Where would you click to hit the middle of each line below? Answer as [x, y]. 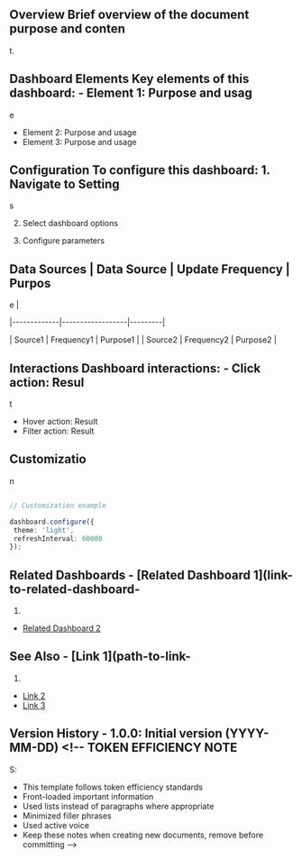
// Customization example [58, 505]
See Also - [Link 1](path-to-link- [100, 657]
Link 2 [34, 695]
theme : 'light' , [44, 530]
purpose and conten [68, 29]
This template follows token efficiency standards [112, 787]
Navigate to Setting [64, 184]
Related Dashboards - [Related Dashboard [130, 575]
